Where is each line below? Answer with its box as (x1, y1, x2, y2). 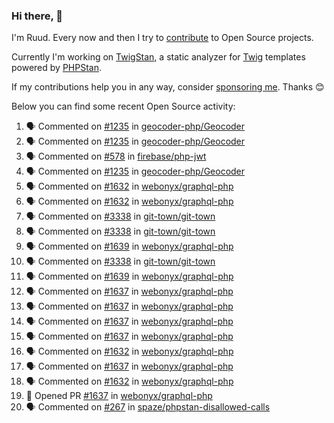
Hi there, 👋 (11, 9, 64, 23)
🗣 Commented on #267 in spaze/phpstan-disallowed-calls (25, 401, 271, 413)
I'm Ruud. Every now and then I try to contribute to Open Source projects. (11, 32, 314, 44)
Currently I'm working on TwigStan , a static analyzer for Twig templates (11, 51, 306, 63)
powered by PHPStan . (11, 62, 103, 74)
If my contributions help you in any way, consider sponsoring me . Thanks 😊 (11, 81, 325, 93)
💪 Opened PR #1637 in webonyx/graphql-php (25, 390, 213, 402)
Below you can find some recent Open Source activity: (11, 100, 236, 113)
